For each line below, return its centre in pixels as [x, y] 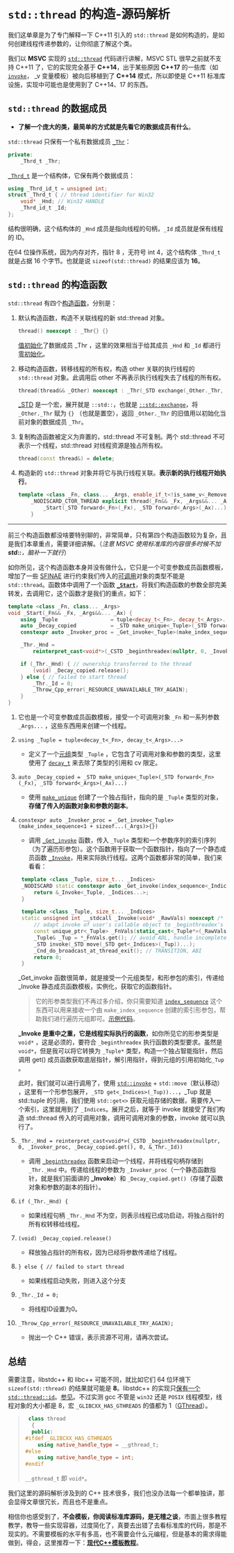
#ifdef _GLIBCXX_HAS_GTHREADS [69, 1438]
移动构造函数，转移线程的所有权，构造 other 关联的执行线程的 [106, 368]
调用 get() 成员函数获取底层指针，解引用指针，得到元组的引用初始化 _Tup [121, 1060]
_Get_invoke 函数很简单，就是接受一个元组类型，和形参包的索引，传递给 [121, 978]
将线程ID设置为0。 [55, 1309]
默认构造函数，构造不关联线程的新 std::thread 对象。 [93, 318]
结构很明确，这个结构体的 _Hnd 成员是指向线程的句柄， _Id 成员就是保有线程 [116, 228]
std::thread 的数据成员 [58, 109]
